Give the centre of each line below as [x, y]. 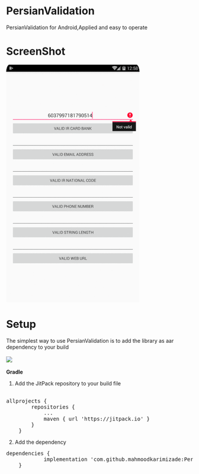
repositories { [53, 407]
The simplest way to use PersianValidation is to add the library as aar [90, 340]
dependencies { [28, 453]
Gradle [15, 372]
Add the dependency [40, 442]
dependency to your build [38, 347]
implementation [65, 459]
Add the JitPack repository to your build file [68, 383]
